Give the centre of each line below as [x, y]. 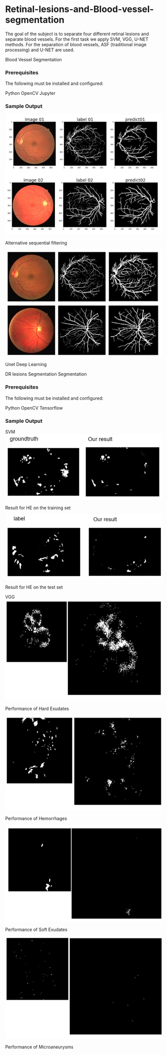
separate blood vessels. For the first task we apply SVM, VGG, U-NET [77, 39]
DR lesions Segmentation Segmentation [46, 374]
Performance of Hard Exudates [37, 709]
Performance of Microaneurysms [39, 1047]
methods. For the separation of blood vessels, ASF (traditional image [76, 44]
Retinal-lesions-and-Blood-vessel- [79, 9]
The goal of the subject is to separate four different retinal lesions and [77, 34]
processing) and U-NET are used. [40, 50]
